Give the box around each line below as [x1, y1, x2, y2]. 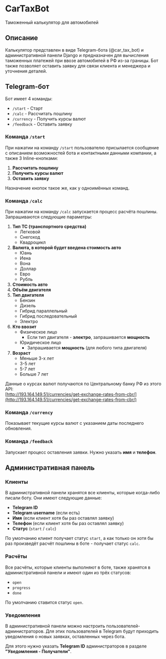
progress [12, 585, 31, 591]
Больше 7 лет [19, 371, 49, 377]
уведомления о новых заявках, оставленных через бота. [5, 634, 126, 640]
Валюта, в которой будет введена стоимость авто [12, 245, 121, 251]
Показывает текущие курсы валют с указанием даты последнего [5, 420, 144, 426]
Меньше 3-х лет [19, 355, 55, 361]
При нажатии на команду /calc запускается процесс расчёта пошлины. [5, 209, 158, 215]
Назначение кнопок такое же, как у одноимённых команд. [5, 185, 130, 191]
